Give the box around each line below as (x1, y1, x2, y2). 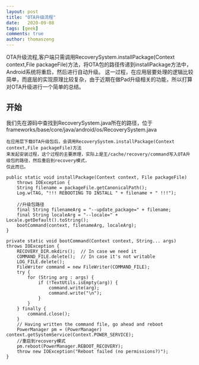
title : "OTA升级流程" (6, 14, 56, 20)
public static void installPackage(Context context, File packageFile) (6, 174, 187, 180)
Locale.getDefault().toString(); (6, 217, 89, 223)
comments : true (6, 31, 44, 37)
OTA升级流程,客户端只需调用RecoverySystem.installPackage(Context (6, 54, 175, 60)
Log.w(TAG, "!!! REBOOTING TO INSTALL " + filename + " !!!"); (17, 190, 177, 196)
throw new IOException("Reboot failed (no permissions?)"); (17, 348, 169, 354)
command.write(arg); (48, 285, 100, 291)
